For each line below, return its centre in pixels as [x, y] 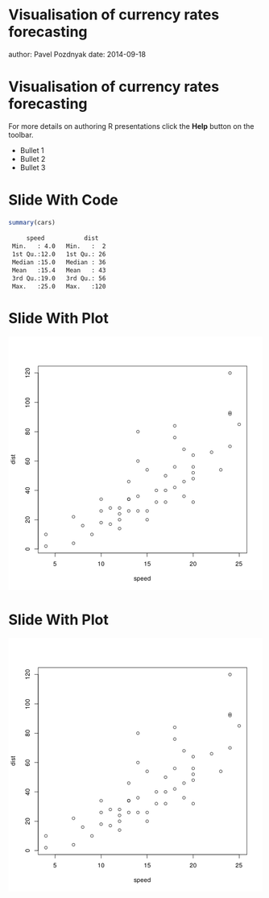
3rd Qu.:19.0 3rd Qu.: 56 [59, 278]
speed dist [62, 238]
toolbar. [21, 134]
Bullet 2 [33, 159]
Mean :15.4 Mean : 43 [59, 270]
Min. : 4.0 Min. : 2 [59, 246]
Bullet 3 [33, 168]
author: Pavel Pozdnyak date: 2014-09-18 [77, 54]
